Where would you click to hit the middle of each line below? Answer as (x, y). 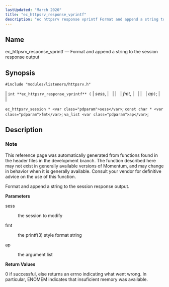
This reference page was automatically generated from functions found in (82, 155)
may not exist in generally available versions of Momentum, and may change (84, 166)
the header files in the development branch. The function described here (80, 160)
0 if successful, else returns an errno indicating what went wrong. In (76, 274)
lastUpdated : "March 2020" (33, 10)
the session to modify (40, 215)
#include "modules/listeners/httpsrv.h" (48, 84)
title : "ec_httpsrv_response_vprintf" (46, 15)
